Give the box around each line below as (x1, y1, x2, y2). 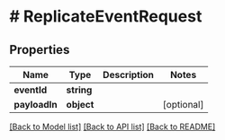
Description (103, 69, 155, 81)
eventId (13, 83, 48, 96)
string (66, 83, 93, 96)
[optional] (162, 99, 204, 110)
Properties (9, 42, 70, 57)
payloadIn (13, 99, 58, 110)
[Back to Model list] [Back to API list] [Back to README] (9, 121, 216, 132)
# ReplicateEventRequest (9, 6, 202, 27)
